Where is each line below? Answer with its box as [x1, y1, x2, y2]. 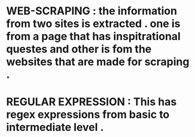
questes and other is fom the [6, 42, 152, 56]
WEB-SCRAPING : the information [6, 4, 178, 18]
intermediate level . [6, 121, 104, 134]
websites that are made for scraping [6, 55, 190, 69]
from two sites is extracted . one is [6, 17, 181, 31]
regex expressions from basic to [6, 108, 170, 121]
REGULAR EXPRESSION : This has [6, 95, 177, 109]
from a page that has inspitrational [6, 30, 181, 43]
